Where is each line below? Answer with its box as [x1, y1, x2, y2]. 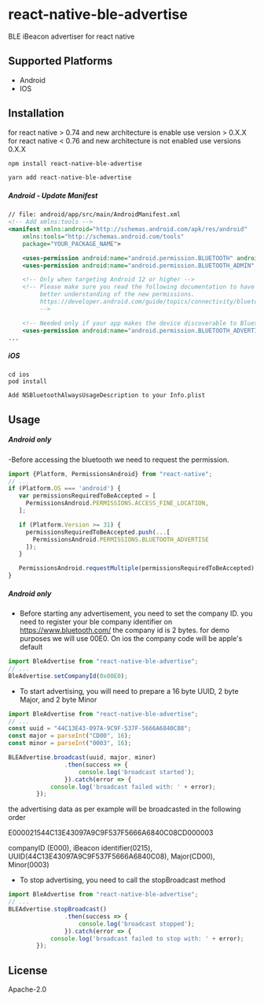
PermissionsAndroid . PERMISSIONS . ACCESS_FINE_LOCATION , [25, 499, 210, 508]
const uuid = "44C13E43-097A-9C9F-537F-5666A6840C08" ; [8, 724, 192, 732]
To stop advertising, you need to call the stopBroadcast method [19, 875, 226, 885]
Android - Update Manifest [8, 191, 98, 200]
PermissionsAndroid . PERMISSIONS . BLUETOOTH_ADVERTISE [32, 535, 210, 543]
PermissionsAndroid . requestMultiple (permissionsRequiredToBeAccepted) [18, 564, 255, 572]
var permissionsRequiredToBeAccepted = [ [18, 492, 156, 500]
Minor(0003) [8, 860, 49, 870]
